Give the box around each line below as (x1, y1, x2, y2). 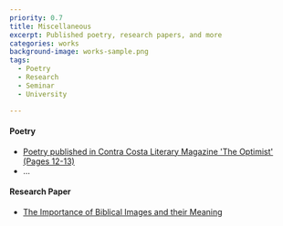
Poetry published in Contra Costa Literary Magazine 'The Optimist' (22, 146, 274, 157)
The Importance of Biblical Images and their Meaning (22, 206, 223, 217)
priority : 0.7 (9, 13, 64, 23)
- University (17, 89, 68, 98)
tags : (9, 56, 30, 65)
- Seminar (17, 81, 55, 90)
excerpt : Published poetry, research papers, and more (9, 30, 223, 39)
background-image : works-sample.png (9, 47, 149, 56)
